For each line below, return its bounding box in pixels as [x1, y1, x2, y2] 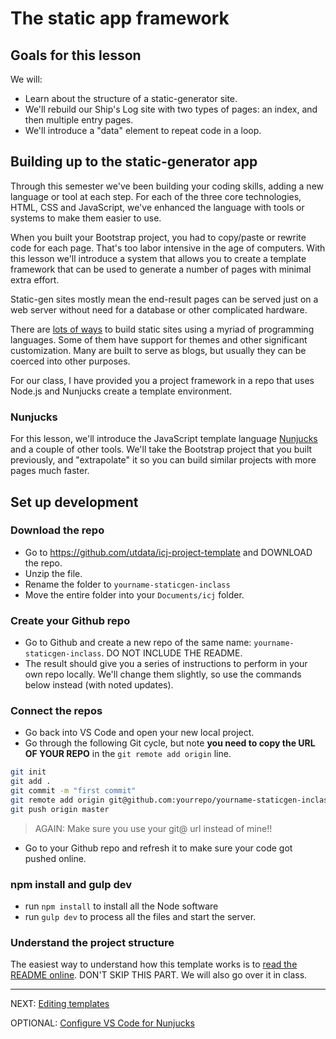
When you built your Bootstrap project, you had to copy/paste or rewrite [10, 231, 307, 243]
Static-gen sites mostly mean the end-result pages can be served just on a [10, 293, 319, 305]
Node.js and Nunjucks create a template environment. [10, 385, 233, 397]
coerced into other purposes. [10, 355, 131, 367]
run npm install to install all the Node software [24, 900, 219, 912]
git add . [10, 777, 52, 787]
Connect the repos [10, 704, 103, 718]
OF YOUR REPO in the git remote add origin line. [24, 748, 232, 760]
